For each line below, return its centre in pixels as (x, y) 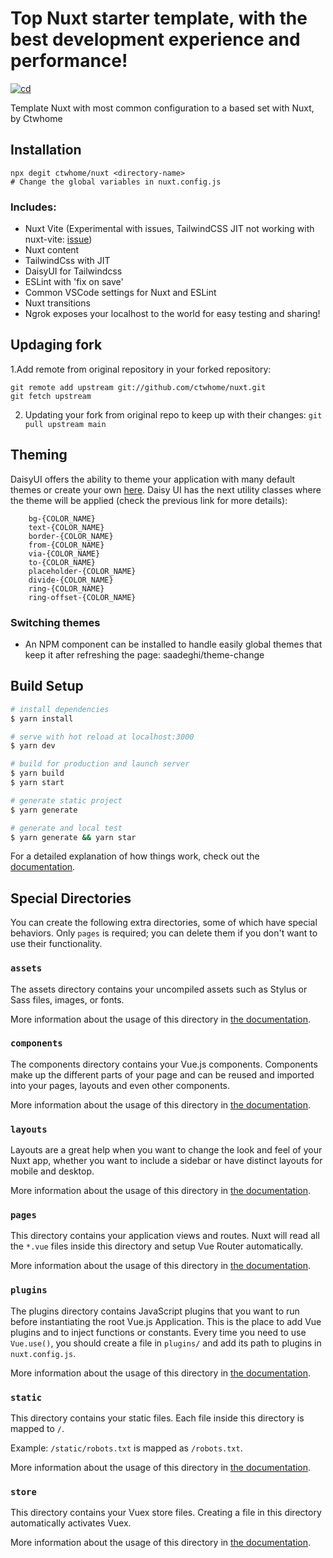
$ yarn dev (33, 746)
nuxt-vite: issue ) (58, 239)
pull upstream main (65, 424)
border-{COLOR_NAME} (71, 536)
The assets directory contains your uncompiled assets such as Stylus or (159, 989)
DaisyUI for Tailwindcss (73, 271)
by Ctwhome (36, 118)
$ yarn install (42, 718)
